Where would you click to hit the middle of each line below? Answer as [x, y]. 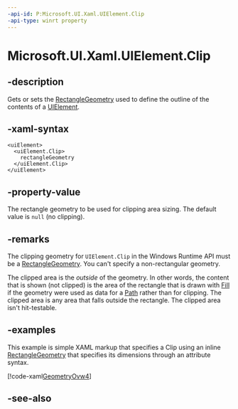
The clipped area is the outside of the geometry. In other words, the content [118, 277]
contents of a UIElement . [44, 107]
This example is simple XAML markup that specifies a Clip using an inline [114, 347]
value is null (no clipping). [46, 217]
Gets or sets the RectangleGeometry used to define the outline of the [108, 99]
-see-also [29, 399]
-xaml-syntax [38, 129]
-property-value [44, 192]
